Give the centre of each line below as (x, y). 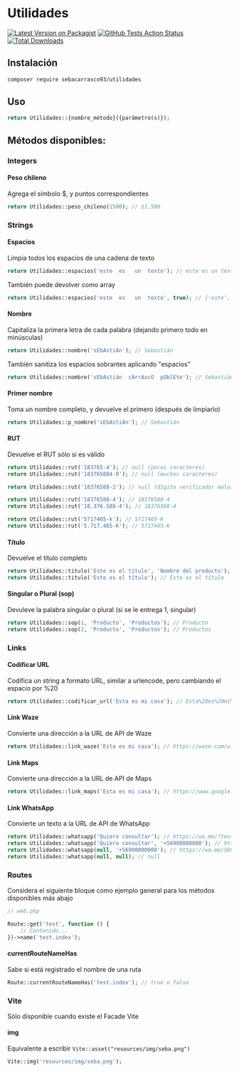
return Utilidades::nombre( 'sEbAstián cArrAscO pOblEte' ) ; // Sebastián (121, 377)
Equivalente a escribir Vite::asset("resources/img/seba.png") (99, 1048)
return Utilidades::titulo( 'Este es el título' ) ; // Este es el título (116, 578)
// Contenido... (44, 931)
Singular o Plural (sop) (41, 593)
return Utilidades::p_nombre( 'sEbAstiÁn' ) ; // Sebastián (94, 422)
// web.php (23, 911)
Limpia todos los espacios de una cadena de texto (81, 258)
